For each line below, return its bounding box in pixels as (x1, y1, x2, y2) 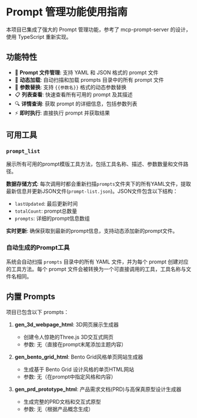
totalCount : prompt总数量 (14, 208, 78, 215)
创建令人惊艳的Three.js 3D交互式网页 (23, 333, 113, 340)
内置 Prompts (6, 292, 56, 302)
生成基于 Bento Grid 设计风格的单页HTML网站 (23, 366, 134, 373)
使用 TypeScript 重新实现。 (6, 33, 72, 40)
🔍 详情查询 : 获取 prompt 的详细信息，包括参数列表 (14, 100, 138, 107)
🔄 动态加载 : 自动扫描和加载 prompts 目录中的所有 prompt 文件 (14, 76, 164, 83)
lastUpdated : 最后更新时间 (14, 200, 78, 208)
